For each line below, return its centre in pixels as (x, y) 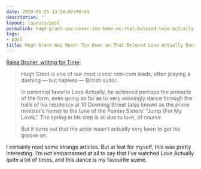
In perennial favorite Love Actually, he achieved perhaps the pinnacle (106, 92)
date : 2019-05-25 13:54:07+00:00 (48, 12)
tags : (13, 34)
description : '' (26, 17)
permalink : (20, 28)
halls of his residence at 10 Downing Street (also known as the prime (105, 104)
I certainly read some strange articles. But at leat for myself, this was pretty (99, 147)
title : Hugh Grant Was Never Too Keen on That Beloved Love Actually (95, 46)
